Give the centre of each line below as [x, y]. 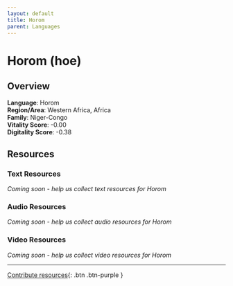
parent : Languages [34, 26]
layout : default [31, 14]
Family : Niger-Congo [37, 118]
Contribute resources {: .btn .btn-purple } [65, 275]
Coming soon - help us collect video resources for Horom [89, 255]
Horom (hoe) [44, 61]
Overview [29, 86]
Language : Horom [34, 103]
